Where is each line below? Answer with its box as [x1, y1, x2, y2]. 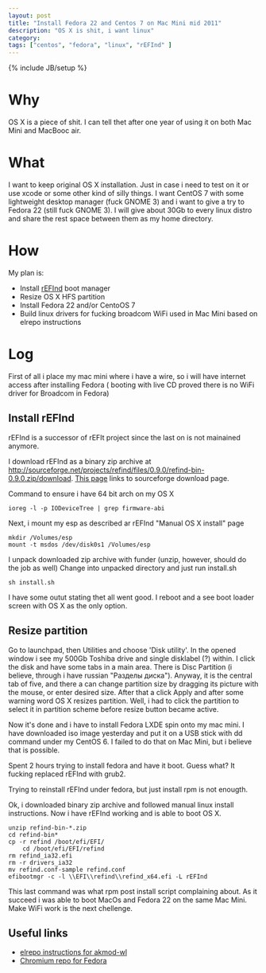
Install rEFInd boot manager [19, 283, 111, 293]
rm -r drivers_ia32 [8, 858, 73, 866]
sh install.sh [8, 578, 56, 586]
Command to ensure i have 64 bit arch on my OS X [8, 489, 175, 498]
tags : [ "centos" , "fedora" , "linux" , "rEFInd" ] [8, 41, 172, 49]
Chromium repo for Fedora [19, 956, 107, 966]
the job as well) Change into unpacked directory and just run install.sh [8, 563, 237, 572]
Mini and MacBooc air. [8, 126, 82, 135]
